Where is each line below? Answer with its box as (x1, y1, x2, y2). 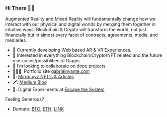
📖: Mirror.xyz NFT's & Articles (12, 74, 74, 80)
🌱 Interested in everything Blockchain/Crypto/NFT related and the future (12, 52, 162, 58)
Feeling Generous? (5, 96, 44, 102)
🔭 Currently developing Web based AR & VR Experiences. (12, 47, 132, 53)
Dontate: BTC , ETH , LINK (12, 106, 64, 112)
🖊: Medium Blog (12, 79, 47, 85)
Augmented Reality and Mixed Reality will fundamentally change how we (5, 16, 156, 22)
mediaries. (5, 37, 27, 43)
